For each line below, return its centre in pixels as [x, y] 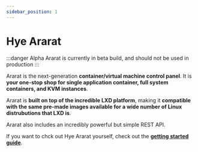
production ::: [23, 64]
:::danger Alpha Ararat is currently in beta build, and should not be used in [97, 58]
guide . [14, 142]
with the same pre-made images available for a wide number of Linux [94, 107]
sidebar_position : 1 [32, 12]
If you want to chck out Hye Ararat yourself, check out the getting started [97, 136]
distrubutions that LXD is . [39, 113]
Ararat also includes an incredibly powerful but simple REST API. [86, 124]
